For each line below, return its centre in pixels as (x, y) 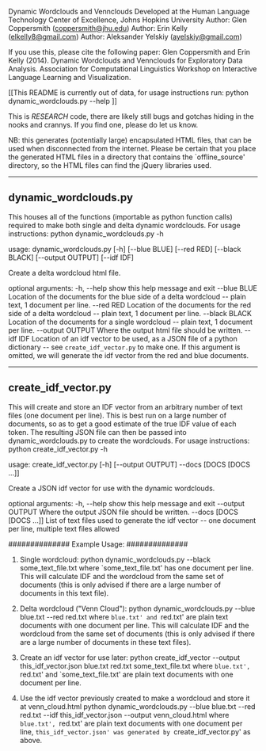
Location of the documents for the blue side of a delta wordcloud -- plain (127, 296)
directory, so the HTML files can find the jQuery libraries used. (110, 165)
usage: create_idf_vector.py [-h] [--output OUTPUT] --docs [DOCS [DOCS (129, 464)
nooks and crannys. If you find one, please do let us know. (103, 125)
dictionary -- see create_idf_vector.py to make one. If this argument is (124, 347)
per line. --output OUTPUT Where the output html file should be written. (125, 330)
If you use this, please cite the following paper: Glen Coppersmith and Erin (129, 52)
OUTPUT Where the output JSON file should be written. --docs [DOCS (123, 512)
